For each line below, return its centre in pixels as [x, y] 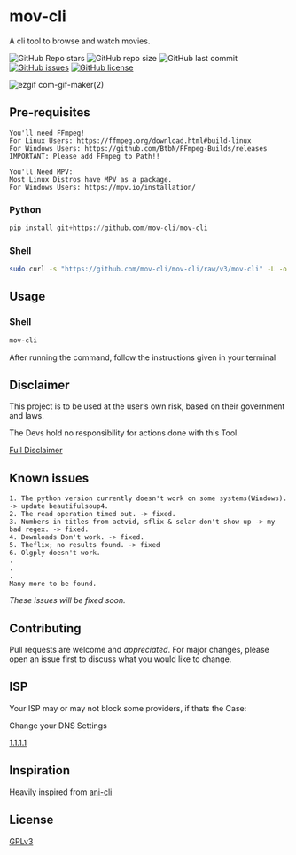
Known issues [49, 478]
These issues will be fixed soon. [67, 600]
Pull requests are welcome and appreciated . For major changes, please [140, 650]
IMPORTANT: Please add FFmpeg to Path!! [85, 156]
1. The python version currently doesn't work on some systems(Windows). [148, 498]
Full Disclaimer [36, 451]
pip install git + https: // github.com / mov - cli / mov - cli [109, 228]
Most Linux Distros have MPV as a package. [91, 179]
